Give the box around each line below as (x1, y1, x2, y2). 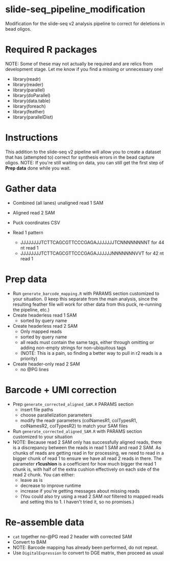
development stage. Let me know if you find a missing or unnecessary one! (5, 66, 163, 72)
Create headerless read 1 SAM (12, 312, 77, 318)
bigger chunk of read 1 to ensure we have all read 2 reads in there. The (12, 455, 162, 461)
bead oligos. (5, 26, 32, 32)
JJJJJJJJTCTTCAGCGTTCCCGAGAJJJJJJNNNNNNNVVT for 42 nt (20, 250, 164, 256)
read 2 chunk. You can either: (12, 471, 75, 478)
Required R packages (5, 44, 98, 56)
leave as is (20, 477, 43, 483)
